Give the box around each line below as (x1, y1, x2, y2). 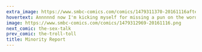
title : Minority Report (6, 36, 66, 42)
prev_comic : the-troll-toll (6, 31, 77, 37)
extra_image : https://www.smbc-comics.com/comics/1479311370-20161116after (6, 8, 200, 15)
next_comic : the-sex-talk (6, 25, 71, 32)
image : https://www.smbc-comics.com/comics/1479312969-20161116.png (6, 20, 182, 26)
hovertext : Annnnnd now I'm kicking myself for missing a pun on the (6, 14, 185, 20)
